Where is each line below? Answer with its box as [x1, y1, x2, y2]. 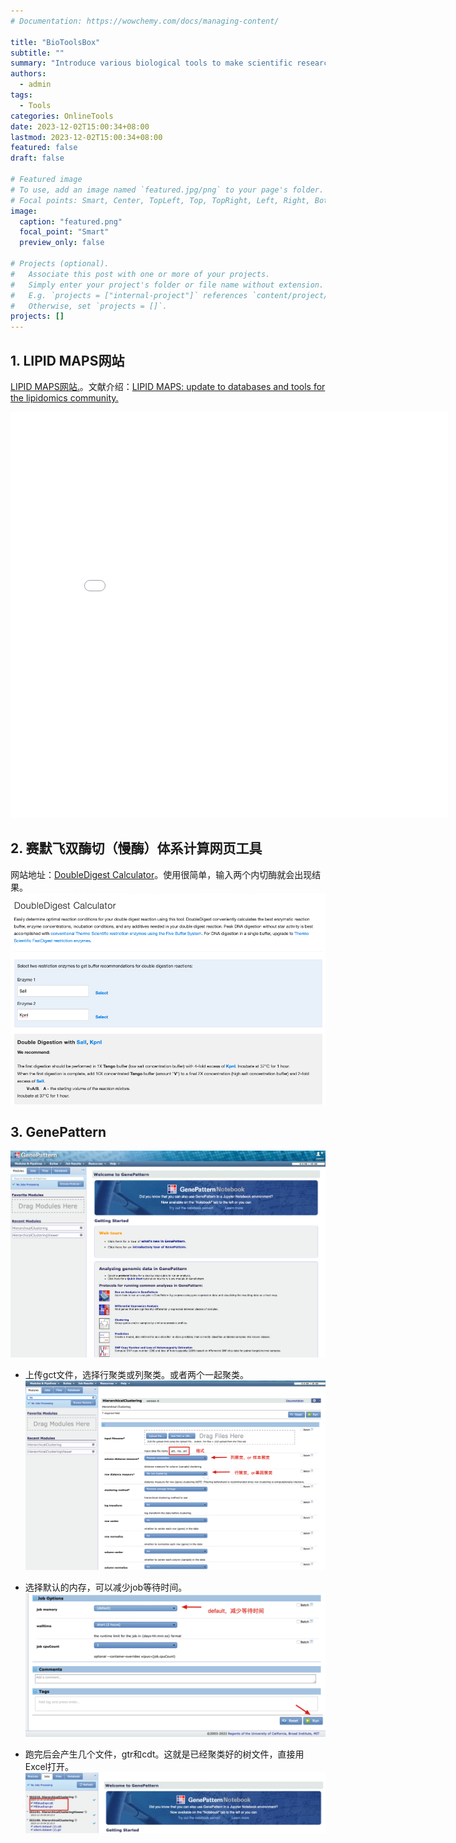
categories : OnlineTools [10, 111, 114, 121]
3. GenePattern [10, 1124, 107, 1141]
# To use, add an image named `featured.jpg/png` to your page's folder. [10, 185, 325, 195]
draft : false [10, 153, 65, 164]
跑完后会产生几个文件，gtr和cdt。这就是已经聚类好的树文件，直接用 [24, 1748, 305, 1760]
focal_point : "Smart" [19, 227, 110, 237]
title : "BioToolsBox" [10, 37, 101, 47]
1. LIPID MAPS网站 [10, 352, 125, 369]
